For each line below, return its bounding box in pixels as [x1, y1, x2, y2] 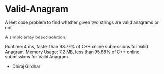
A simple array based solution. [5, 34, 67, 40]
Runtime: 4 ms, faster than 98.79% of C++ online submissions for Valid [5, 43, 148, 49]
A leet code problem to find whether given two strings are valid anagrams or [5, 19, 159, 25]
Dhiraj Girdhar [12, 63, 41, 69]
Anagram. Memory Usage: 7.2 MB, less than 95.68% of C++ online [5, 49, 140, 55]
